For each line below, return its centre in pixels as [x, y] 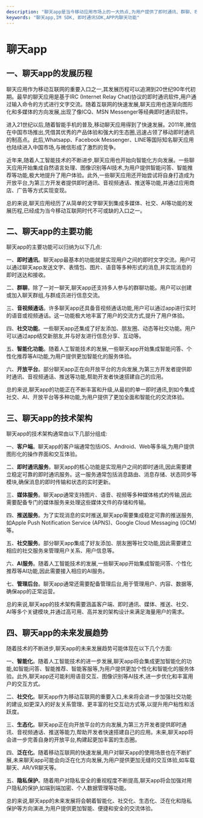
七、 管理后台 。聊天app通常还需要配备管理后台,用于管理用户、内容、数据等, [100, 584]
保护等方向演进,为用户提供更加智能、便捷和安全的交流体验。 [81, 808]
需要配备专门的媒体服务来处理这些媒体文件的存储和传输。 [78, 502]
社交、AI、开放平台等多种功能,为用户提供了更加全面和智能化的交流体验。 [97, 397]
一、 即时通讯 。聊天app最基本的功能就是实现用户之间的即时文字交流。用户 [98, 260]
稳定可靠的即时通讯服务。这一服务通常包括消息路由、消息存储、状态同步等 [104, 475]
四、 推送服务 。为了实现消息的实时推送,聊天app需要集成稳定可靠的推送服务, [100, 515]
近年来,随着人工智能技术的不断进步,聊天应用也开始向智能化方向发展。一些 [98, 160]
